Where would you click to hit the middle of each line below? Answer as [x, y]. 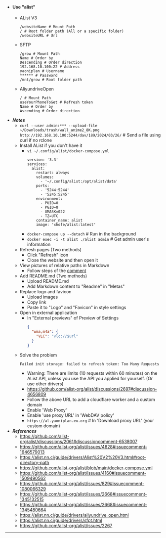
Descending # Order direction [51, 63]
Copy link [37, 302]
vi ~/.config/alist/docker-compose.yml [68, 151]
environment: [49, 199]
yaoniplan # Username [42, 71]
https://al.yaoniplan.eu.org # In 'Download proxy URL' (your [90, 420]
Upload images [42, 297]
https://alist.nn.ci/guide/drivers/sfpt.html [61, 520]
